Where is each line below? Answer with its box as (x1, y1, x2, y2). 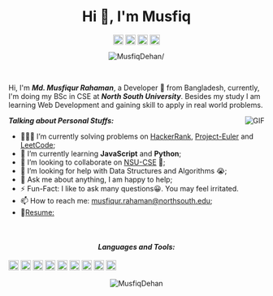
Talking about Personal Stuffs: (8, 116, 115, 126)
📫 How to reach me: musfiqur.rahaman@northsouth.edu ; (19, 196, 213, 206)
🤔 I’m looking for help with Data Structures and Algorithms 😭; (19, 166, 227, 176)
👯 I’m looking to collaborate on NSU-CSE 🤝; (19, 157, 166, 167)
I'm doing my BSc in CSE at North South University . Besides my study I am (8, 92, 261, 101)
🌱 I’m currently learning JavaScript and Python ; (19, 149, 181, 159)
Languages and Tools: (97, 242, 175, 251)
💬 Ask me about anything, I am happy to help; (19, 174, 173, 185)
